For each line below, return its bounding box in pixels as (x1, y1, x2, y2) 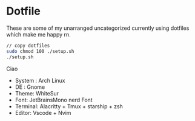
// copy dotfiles (6, 43, 50, 49)
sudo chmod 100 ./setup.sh (6, 48, 74, 54)
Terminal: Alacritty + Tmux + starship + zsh (15, 102, 123, 110)
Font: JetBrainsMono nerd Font (15, 96, 93, 103)
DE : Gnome (15, 83, 45, 91)
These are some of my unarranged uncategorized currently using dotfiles (6, 24, 190, 32)
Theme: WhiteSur (15, 89, 59, 97)
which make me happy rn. (6, 30, 71, 38)
